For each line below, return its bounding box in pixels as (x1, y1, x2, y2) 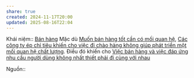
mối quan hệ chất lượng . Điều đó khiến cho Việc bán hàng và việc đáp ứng (6, 48, 189, 55)
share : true (6, 8, 36, 15)
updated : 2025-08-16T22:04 (6, 19, 73, 25)
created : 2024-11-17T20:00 (6, 14, 73, 20)
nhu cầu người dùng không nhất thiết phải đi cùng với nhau (6, 54, 150, 62)
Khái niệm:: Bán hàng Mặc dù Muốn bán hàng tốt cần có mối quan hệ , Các (6, 36, 188, 43)
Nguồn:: (6, 66, 26, 73)
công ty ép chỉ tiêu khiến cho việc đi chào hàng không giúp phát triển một (6, 42, 187, 49)
